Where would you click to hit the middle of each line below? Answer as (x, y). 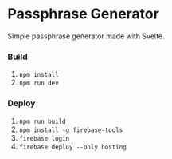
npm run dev (39, 83)
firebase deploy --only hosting (72, 147)
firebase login (44, 138)
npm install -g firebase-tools (71, 130)
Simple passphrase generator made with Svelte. (86, 36)
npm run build (42, 121)
